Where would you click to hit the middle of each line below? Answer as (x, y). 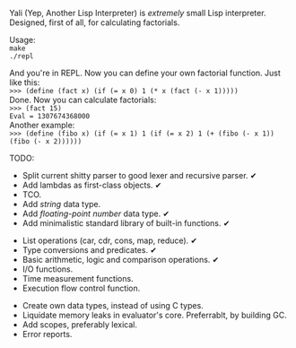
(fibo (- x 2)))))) (46, 142)
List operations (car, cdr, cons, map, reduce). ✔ (110, 240)
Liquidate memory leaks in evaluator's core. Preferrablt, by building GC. (154, 315)
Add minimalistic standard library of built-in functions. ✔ (126, 223)
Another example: (42, 125)
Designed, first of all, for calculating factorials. (95, 22)
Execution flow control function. (81, 288)
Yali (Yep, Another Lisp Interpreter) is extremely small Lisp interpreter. (138, 13)
